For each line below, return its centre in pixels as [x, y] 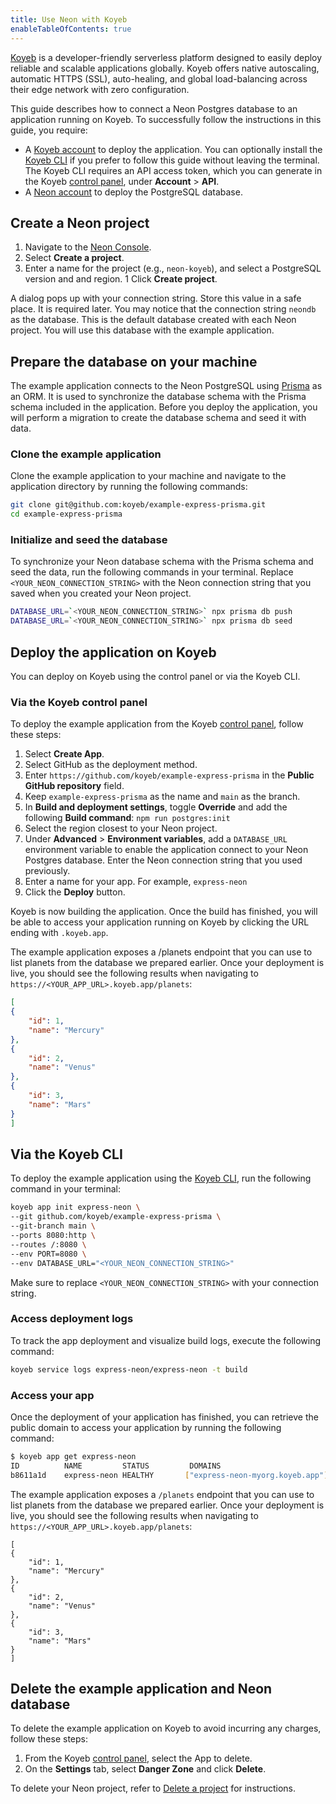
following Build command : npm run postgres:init [127, 818]
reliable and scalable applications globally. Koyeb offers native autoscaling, [165, 68]
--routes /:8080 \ [48, 1244]
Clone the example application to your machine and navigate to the [148, 476]
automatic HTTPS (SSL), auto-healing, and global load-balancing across [159, 78]
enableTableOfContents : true [71, 29]
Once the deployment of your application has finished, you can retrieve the [164, 1417]
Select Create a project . [74, 258]
